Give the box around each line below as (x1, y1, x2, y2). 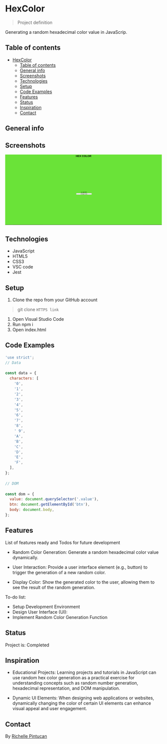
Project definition (17, 19, 53, 25)
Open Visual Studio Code (12, 316, 64, 322)
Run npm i (12, 321, 33, 327)
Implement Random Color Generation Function (12, 614, 108, 620)
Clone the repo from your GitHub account (12, 297, 98, 303)
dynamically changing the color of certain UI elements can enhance (12, 700, 152, 706)
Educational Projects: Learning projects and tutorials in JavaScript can (12, 669, 157, 675)
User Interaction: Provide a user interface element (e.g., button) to (12, 564, 148, 570)
